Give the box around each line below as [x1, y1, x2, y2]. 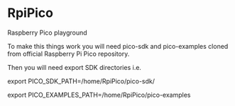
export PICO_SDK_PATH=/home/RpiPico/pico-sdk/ [7, 76, 155, 86]
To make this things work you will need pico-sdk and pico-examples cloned [7, 42, 229, 50]
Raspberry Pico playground [7, 28, 87, 37]
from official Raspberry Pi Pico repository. [7, 49, 130, 58]
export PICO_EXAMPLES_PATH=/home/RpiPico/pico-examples [7, 90, 191, 99]
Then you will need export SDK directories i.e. [7, 63, 142, 71]
